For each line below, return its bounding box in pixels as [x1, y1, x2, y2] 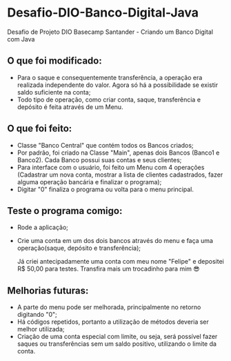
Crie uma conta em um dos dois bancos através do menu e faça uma [17, 237, 214, 245]
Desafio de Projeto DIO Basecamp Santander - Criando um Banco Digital [7, 28, 214, 36]
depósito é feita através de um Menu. [17, 102, 123, 111]
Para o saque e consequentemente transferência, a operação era [17, 73, 203, 81]
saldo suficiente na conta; [17, 88, 91, 96]
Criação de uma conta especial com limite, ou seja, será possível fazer [17, 333, 218, 341]
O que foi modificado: [7, 55, 102, 67]
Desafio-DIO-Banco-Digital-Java [7, 5, 199, 21]
